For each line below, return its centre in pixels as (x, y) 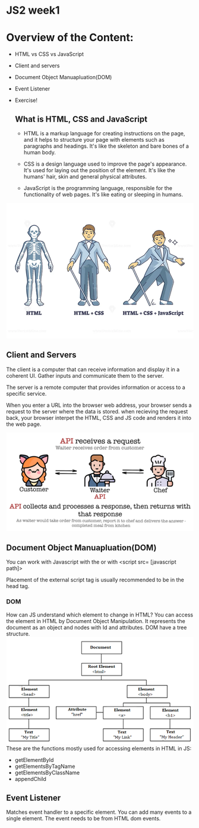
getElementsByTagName (45, 767)
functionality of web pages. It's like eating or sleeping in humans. (103, 194)
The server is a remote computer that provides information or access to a (96, 387)
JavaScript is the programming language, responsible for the (98, 188)
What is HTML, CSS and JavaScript (81, 119)
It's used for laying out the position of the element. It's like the (99, 170)
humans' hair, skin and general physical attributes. (85, 176)
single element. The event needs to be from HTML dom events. (83, 818)
